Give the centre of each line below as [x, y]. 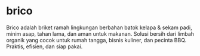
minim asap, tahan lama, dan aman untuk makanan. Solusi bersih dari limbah [100, 33]
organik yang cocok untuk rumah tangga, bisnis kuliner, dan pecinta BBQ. [96, 40]
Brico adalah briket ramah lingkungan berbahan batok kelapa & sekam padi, [99, 27]
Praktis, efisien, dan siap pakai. [44, 46]
